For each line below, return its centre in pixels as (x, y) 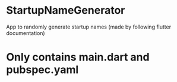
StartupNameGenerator (66, 10)
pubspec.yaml (42, 70)
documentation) (26, 33)
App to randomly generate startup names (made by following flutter (88, 27)
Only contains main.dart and (78, 57)
